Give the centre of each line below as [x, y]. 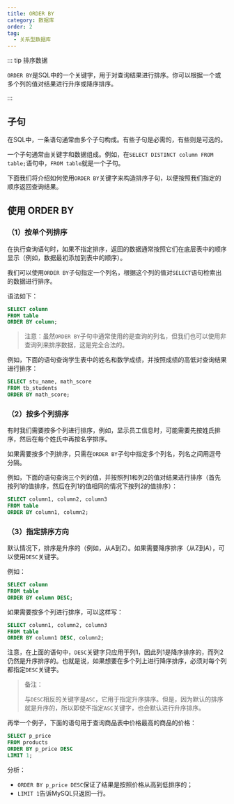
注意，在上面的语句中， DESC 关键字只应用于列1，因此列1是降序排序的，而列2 [116, 652]
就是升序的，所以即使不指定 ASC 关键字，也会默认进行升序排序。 [115, 708]
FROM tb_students [32, 388]
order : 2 [20, 26]
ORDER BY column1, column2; [48, 512]
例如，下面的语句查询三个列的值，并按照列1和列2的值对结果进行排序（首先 [114, 478]
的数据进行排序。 [32, 281]
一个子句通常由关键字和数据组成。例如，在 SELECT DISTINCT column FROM [110, 154]
